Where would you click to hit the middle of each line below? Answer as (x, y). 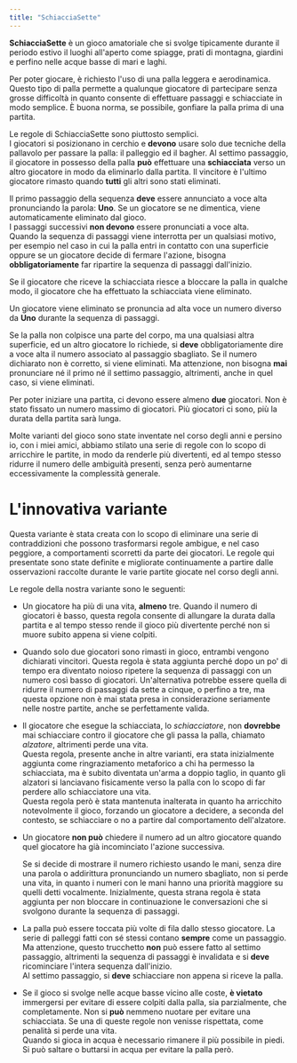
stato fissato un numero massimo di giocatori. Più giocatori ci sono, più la (143, 409)
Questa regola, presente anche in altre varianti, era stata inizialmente (148, 754)
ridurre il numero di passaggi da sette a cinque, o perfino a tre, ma (143, 689)
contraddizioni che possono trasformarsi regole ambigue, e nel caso (134, 543)
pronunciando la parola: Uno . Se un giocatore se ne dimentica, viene (135, 208)
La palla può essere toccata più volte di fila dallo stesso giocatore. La (148, 928)
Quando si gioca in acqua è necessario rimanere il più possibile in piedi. (153, 1040)
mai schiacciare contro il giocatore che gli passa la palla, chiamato (143, 735)
